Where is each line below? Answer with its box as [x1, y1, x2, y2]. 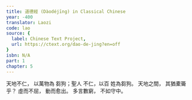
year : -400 [6, 14, 33, 20]
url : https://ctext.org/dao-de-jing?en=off [11, 42, 120, 48]
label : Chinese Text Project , [11, 36, 86, 42]
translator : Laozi [6, 19, 52, 25]
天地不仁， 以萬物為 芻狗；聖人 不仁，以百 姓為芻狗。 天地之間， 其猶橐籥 [6, 80, 187, 87]
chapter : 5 [6, 63, 33, 69]
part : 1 [6, 58, 25, 64]
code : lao [6, 25, 31, 31]
